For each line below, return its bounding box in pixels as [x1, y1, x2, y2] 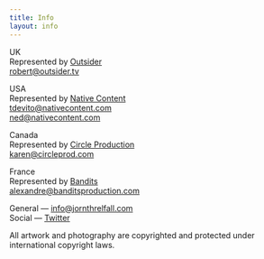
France [9, 166, 36, 177]
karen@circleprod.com [9, 148, 95, 159]
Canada [9, 129, 39, 140]
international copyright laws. [9, 239, 115, 250]
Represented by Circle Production [9, 139, 135, 150]
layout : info [9, 22, 59, 31]
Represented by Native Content [9, 92, 126, 104]
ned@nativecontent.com [9, 112, 101, 123]
